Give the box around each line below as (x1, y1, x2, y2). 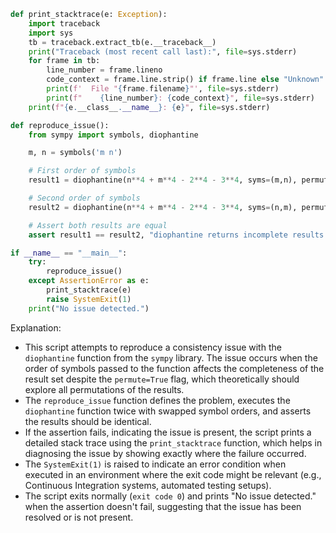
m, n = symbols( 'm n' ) (28, 148, 123, 158)
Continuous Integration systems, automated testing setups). (24, 479, 272, 491)
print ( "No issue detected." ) (28, 303, 150, 314)
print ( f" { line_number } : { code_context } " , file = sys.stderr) (46, 93, 315, 103)
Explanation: (10, 321, 62, 334)
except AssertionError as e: (28, 276, 150, 286)
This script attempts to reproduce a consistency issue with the (24, 341, 282, 353)
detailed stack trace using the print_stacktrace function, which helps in (24, 436, 323, 449)
